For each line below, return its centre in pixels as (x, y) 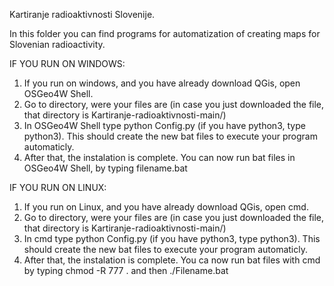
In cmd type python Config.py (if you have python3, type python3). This (172, 238)
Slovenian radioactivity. (57, 44)
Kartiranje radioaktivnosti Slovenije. (82, 14)
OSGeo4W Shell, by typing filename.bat (105, 168)
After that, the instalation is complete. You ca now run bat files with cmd (172, 260)
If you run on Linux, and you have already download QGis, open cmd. (166, 207)
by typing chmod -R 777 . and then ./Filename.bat (126, 270)
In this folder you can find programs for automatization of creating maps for (165, 33)
